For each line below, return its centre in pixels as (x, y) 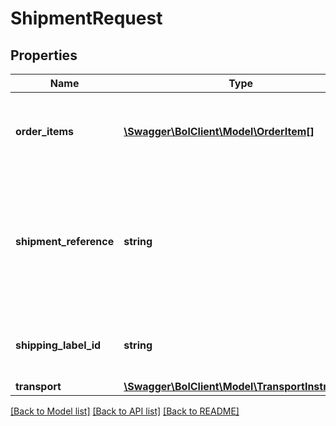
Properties (44, 55)
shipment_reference (65, 241)
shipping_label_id (58, 345)
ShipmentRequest (86, 18)
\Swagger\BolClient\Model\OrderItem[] (219, 131)
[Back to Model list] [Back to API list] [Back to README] (125, 411)
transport (38, 386)
